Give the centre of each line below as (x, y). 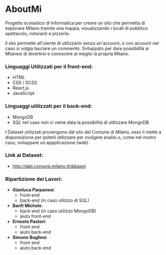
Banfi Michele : (28, 206)
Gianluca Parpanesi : (34, 190)
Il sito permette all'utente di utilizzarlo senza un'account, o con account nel (82, 43)
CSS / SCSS (25, 83)
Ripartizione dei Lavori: (34, 179)
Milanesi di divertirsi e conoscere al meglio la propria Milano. (67, 54)
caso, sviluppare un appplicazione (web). (47, 142)
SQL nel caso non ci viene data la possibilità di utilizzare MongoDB (81, 122)
